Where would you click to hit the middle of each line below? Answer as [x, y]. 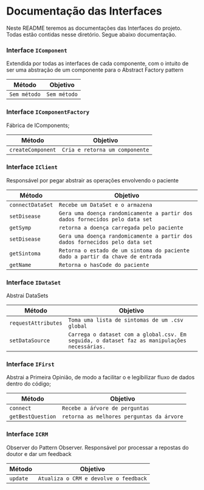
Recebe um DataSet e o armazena [106, 205]
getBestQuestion [33, 417]
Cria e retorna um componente [105, 150]
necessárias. [87, 347]
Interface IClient [32, 167]
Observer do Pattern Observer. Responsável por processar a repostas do [98, 447]
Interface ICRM [27, 434]
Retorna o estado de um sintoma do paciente [124, 250]
